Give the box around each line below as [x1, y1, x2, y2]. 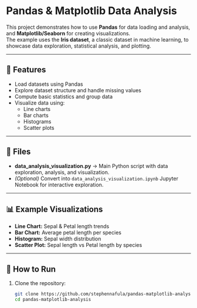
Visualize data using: [14, 99, 65, 106]
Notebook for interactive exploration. [14, 181, 104, 188]
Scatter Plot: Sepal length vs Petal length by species [14, 242, 142, 249]
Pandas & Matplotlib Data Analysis [6, 4, 177, 18]
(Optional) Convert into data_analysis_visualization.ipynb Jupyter [14, 175, 179, 182]
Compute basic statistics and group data [14, 93, 113, 100]
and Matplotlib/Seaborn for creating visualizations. [6, 29, 131, 36]
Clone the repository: [14, 280, 66, 287]
